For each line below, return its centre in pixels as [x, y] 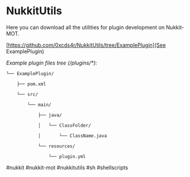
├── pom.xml [31, 84]
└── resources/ [57, 146]
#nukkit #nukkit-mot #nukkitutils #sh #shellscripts [67, 168]
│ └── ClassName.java [73, 136]
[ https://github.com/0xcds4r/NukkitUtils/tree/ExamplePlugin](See [86, 45]
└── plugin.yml [67, 156]
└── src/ [28, 94]
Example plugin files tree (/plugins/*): [52, 63]
